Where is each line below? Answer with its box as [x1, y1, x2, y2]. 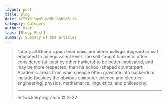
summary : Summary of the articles [5, 35, 77, 40]
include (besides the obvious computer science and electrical [17, 75, 144, 81]
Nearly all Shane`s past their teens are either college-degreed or [17, 48, 150, 54]
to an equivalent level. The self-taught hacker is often [38, 53, 148, 59]
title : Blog [5, 12, 30, 17]
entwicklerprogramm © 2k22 [17, 94, 77, 100]
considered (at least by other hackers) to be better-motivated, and [17, 59, 153, 65]
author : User [5, 26, 32, 31]
